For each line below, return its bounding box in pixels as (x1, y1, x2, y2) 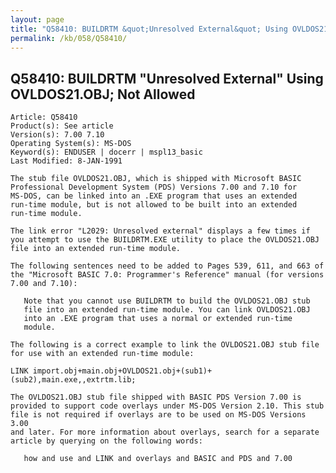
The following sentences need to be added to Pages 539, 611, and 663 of (10, 261, 325, 271)
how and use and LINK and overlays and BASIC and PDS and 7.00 (23, 454, 293, 464)
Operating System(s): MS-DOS (10, 139, 132, 149)
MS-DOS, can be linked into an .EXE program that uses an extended (10, 191, 298, 201)
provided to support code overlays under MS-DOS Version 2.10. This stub (10, 401, 325, 411)
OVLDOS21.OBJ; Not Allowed (10, 86, 196, 103)
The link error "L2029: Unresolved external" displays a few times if (10, 226, 311, 236)
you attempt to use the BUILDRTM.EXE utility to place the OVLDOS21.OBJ (10, 235, 320, 245)
